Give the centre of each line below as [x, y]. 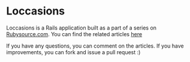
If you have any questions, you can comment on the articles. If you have [95, 46]
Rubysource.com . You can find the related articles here [74, 34]
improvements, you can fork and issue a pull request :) [73, 52]
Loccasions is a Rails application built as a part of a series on [82, 28]
